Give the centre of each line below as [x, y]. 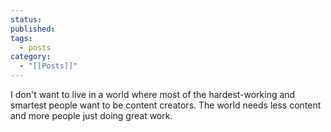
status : [26, 19]
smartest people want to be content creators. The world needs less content [166, 105]
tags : [21, 38]
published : [33, 29]
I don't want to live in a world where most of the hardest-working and [153, 94]
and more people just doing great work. [91, 115]
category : [31, 57]
